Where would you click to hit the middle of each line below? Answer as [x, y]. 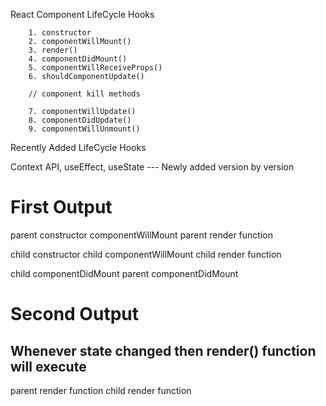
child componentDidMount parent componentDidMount [124, 273]
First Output [61, 207]
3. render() [53, 50]
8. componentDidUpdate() [80, 120]
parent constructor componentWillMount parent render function [141, 235]
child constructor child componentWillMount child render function [146, 254]
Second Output [74, 314]
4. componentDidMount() [78, 59]
